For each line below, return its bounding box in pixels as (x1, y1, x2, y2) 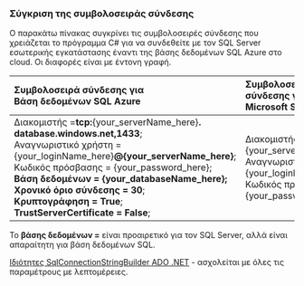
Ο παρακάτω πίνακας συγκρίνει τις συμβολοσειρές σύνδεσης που (9, 28, 260, 39)
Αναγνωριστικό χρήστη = (14, 138, 122, 151)
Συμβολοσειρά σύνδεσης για (14, 84, 145, 97)
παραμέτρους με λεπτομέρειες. (9, 266, 128, 278)
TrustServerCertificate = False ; (14, 206, 151, 219)
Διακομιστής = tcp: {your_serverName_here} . (14, 116, 202, 129)
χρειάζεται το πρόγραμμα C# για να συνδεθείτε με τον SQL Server (9, 37, 261, 48)
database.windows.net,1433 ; (14, 128, 143, 140)
